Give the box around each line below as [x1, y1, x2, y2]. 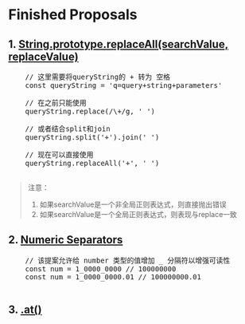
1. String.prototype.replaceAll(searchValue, [8, 38, 229, 51]
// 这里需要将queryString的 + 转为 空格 [25, 73, 171, 81]
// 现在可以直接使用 [25, 150, 94, 159]
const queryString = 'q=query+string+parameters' [25, 81, 223, 89]
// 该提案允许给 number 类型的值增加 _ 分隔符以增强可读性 [25, 255, 231, 265]
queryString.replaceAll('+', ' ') [25, 159, 160, 168]
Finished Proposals [8, 6, 138, 24]
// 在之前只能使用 [25, 98, 87, 107]
